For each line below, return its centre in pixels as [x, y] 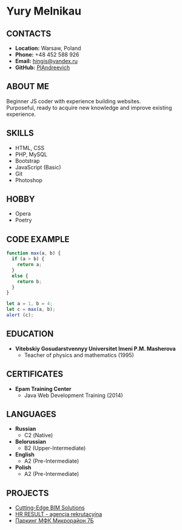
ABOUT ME [28, 87]
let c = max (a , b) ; [31, 310]
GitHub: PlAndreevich [42, 67]
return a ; [30, 265]
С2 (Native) [39, 435]
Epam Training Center [43, 389]
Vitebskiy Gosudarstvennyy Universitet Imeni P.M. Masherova [95, 348]
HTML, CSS [29, 148]
